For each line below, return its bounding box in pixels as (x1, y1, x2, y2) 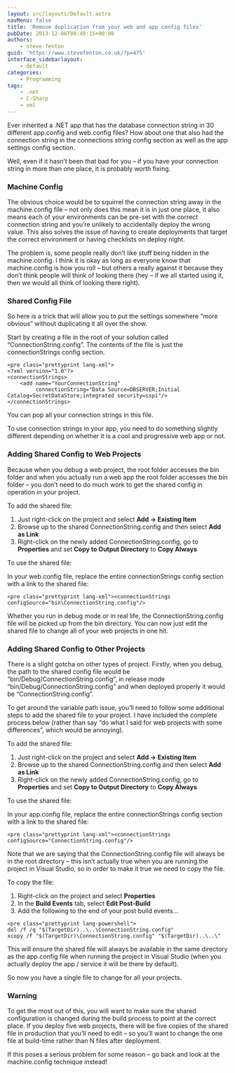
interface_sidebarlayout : (7, 56, 83, 63)
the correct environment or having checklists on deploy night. (7, 235, 185, 244)
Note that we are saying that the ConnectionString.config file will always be (7, 850, 225, 858)
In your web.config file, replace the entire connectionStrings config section (7, 572, 224, 580)
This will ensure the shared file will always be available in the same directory (7, 945, 228, 954)
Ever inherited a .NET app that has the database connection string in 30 (7, 121, 215, 129)
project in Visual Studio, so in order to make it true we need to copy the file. (7, 864, 225, 873)
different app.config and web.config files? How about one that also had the (7, 128, 224, 137)
